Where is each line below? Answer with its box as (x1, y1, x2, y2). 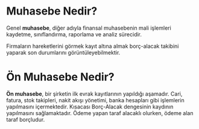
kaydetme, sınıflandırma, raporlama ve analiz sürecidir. (6, 30, 142, 38)
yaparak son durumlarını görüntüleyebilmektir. (6, 48, 121, 56)
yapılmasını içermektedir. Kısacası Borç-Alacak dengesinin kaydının (6, 103, 174, 110)
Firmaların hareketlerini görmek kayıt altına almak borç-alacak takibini (6, 42, 179, 50)
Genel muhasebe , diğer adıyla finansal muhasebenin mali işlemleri (6, 24, 172, 31)
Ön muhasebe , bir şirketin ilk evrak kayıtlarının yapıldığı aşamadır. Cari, (6, 90, 183, 98)
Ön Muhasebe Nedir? (6, 70, 115, 84)
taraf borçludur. (6, 116, 45, 123)
